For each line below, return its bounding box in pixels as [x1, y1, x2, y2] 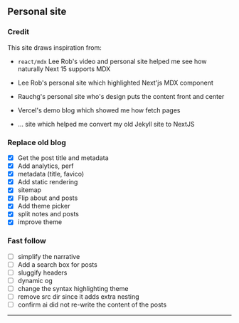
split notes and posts [17, 210, 80, 218]
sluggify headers [17, 268, 68, 277]
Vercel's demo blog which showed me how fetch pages [17, 106, 181, 115]
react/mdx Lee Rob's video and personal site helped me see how [17, 57, 207, 65]
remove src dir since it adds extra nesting [17, 292, 140, 301]
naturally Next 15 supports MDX [17, 64, 111, 73]
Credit [7, 27, 30, 37]
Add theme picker [17, 202, 70, 211]
